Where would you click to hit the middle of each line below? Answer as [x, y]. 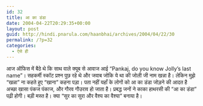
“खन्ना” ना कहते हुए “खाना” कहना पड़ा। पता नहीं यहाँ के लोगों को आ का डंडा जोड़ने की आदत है [97, 82]
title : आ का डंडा [26, 18]
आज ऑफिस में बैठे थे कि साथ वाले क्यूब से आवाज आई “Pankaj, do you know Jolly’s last [99, 68]
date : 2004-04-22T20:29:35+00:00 [48, 23]
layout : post [23, 29]
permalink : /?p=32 [29, 40]
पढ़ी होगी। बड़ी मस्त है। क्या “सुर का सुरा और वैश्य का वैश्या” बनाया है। [74, 96]
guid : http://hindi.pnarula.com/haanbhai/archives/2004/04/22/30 [90, 35]
